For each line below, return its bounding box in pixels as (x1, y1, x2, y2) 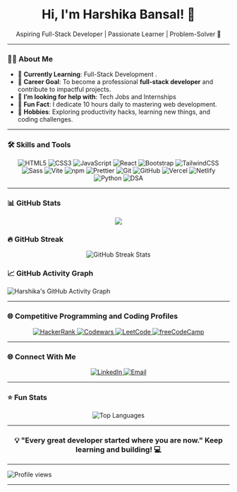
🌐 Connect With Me (7, 351, 76, 361)
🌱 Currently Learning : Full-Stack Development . (17, 70, 157, 78)
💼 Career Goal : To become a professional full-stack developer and (17, 78, 214, 86)
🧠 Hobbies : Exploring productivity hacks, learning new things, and (17, 107, 210, 116)
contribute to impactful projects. (17, 85, 111, 94)
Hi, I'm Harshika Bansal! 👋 (42, 6, 195, 23)
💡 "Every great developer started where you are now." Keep (13, 435, 224, 445)
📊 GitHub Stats (7, 198, 61, 208)
